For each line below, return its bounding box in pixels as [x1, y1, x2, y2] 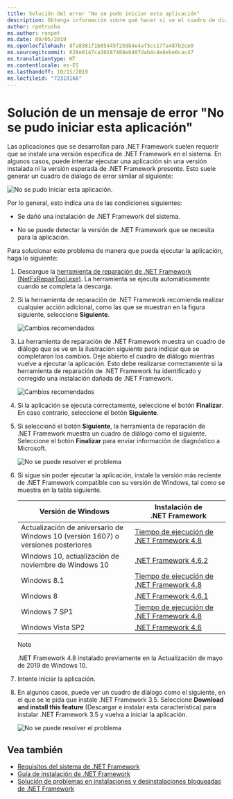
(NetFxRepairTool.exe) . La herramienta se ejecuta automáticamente [17, 275, 210, 283]
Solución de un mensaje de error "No [7, 105, 224, 120]
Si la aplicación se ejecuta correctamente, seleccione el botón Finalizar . [17, 401, 224, 410]
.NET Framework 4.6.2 [135, 556, 209, 566]
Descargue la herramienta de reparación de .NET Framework [17, 267, 192, 276]
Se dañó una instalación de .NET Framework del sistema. [17, 213, 180, 221]
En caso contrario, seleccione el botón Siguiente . [17, 409, 159, 417]
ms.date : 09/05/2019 [7, 36, 67, 43]
